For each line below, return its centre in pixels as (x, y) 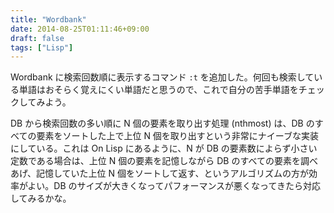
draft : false (37, 38)
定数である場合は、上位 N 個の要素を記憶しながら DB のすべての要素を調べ (164, 161)
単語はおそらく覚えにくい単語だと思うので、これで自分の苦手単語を (158, 90)
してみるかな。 (41, 198)
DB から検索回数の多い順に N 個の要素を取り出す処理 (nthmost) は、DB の (162, 123)
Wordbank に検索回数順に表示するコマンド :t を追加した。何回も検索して (162, 77)
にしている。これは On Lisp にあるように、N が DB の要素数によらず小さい (164, 148)
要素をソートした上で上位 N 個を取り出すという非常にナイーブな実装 (178, 136)
